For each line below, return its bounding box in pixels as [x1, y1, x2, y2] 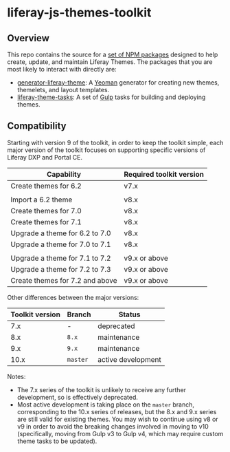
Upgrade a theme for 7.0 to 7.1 [10, 239, 111, 249]
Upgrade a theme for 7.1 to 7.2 [10, 253, 111, 263]
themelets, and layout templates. [16, 86, 110, 94]
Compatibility [7, 120, 67, 132]
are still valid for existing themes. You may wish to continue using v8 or [16, 415, 218, 423]
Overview [7, 32, 50, 44]
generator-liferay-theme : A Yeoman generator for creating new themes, [16, 78, 220, 87]
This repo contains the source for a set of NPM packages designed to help [7, 50, 218, 58]
